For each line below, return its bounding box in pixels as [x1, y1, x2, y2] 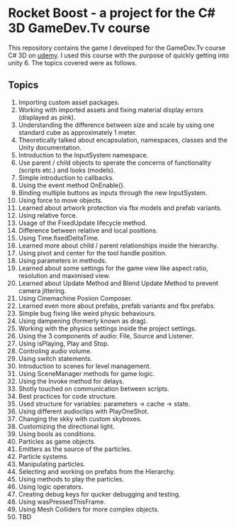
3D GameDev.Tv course [8, 20, 151, 36]
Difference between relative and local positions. [18, 226, 158, 235]
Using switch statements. [18, 354, 93, 362]
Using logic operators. [18, 482, 84, 491]
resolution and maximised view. [18, 271, 111, 279]
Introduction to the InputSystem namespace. [18, 150, 149, 159]
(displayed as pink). [18, 113, 77, 121]
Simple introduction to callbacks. [18, 173, 114, 182]
